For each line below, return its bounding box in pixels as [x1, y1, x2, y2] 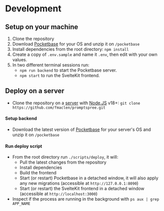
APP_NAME [12, 201, 31, 207]
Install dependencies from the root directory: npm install [12, 46, 129, 52]
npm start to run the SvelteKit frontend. [19, 73, 100, 78]
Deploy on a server [5, 87, 65, 95]
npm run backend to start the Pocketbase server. [19, 67, 117, 73]
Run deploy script [5, 143, 42, 149]
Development [5, 3, 62, 14]
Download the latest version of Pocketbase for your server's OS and [12, 127, 151, 132]
